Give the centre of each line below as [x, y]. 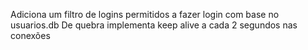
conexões [30, 35]
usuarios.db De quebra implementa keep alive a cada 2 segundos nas [154, 25]
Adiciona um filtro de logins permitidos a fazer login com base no [145, 14]
